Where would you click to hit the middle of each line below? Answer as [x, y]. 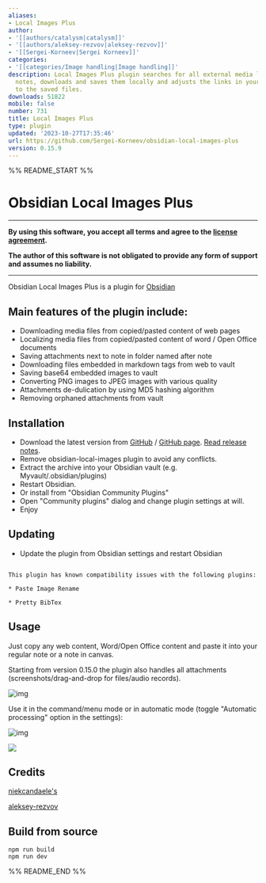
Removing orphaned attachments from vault [91, 398]
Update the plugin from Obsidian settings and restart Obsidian [121, 553]
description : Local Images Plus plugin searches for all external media [131, 74]
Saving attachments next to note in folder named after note [116, 356]
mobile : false [32, 104]
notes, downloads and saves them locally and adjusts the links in [129, 82]
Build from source [53, 831]
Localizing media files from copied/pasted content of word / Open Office [138, 339]
